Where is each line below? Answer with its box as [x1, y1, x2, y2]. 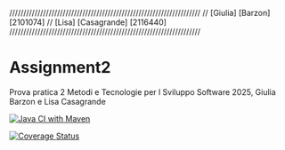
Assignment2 [9, 58, 111, 78]
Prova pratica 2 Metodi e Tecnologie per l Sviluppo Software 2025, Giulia [9, 86, 276, 97]
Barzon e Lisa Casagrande [9, 96, 107, 107]
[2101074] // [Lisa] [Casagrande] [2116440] [9, 17, 167, 28]
